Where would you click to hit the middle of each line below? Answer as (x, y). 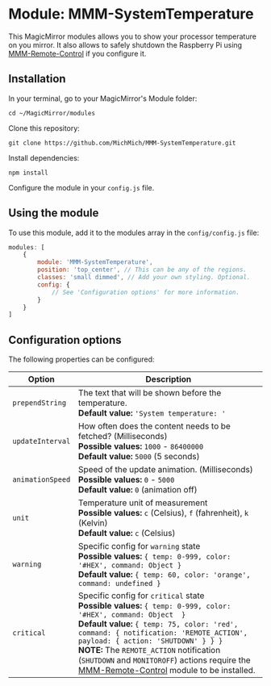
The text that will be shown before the (150, 393)
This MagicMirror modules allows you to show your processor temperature (132, 36)
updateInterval (42, 441)
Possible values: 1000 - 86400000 (141, 446)
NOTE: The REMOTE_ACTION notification (149, 650)
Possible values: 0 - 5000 (126, 479)
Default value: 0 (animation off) (138, 490)
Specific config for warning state (139, 546)
